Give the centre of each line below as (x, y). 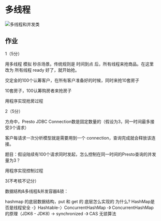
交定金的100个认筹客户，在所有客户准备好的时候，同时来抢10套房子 (72, 80)
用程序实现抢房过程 (24, 101)
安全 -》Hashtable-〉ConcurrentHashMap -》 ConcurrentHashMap (88, 207)
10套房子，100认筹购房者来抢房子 (38, 91)
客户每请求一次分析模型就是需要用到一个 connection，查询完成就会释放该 (78, 138)
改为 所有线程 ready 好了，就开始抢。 (42, 70)
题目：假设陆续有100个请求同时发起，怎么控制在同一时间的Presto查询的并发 (80, 154)
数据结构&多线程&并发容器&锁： (37, 191)
